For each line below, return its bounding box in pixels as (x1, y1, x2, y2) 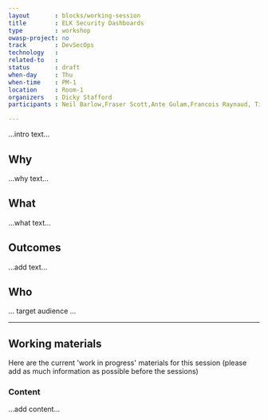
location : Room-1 (8, 85, 84, 94)
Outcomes (8, 241, 61, 255)
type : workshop (8, 26, 91, 34)
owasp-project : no (8, 33, 69, 42)
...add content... (8, 404, 61, 414)
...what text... (8, 218, 52, 227)
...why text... (8, 173, 49, 183)
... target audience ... (8, 306, 77, 316)
